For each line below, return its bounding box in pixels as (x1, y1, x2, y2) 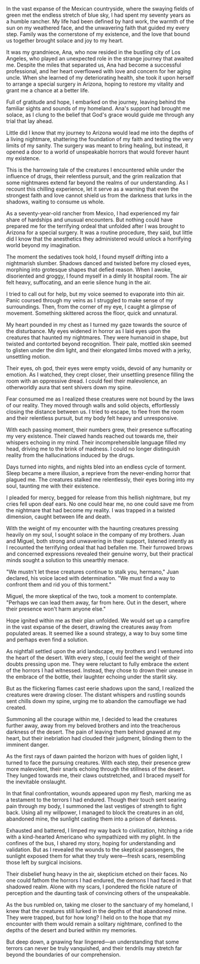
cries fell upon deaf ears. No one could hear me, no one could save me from (6, 500, 194, 507)
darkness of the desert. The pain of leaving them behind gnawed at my (6, 728, 181, 735)
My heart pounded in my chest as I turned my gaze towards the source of (6, 321, 187, 328)
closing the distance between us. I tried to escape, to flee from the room (6, 408, 184, 415)
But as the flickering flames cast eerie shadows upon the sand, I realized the (6, 685, 194, 692)
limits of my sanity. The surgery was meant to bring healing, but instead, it (6, 142, 189, 149)
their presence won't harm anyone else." (6, 605, 106, 612)
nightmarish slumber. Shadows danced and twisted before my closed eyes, (6, 260, 191, 266)
